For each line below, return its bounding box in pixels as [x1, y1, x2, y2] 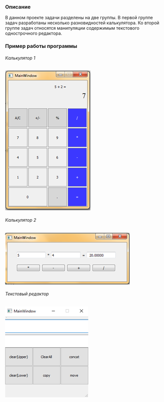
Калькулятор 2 [5, 217, 37, 223]
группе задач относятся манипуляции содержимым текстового [5, 25, 140, 31]
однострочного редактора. [5, 31, 63, 37]
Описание [5, 3, 31, 10]
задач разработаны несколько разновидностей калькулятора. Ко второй [5, 20, 160, 26]
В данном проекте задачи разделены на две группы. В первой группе [5, 15, 153, 21]
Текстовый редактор [5, 291, 49, 297]
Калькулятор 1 [5, 55, 36, 61]
